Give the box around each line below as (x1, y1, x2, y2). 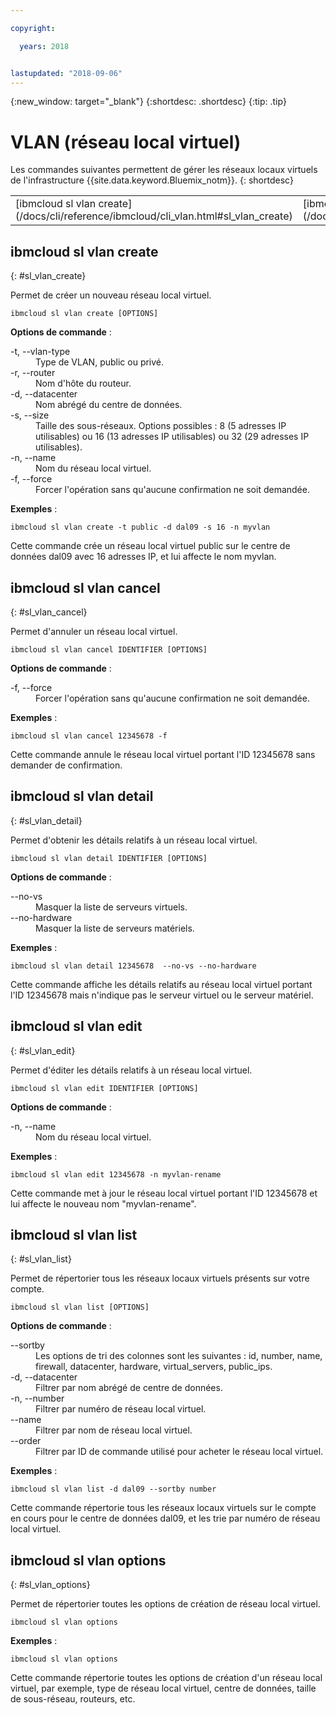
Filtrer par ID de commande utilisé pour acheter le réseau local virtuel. (35, 1446, 324, 1458)
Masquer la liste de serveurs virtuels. (35, 901, 188, 913)
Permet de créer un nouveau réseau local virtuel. (10, 289, 212, 301)
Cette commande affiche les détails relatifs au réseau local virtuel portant (10, 978, 313, 990)
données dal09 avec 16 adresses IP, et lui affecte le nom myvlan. (10, 551, 277, 563)
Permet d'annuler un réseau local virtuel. (10, 625, 178, 637)
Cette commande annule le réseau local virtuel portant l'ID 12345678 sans (10, 748, 316, 760)
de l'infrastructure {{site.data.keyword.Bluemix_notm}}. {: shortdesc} (10, 174, 294, 186)
